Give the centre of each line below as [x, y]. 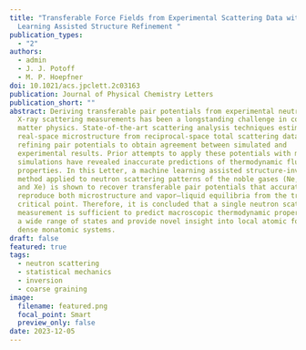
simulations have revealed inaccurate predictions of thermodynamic [150, 162]
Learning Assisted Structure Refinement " [99, 26]
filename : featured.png [62, 306]
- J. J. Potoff [46, 69]
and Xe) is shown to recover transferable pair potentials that [142, 188]
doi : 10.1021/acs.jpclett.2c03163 [75, 86]
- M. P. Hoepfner [51, 77]
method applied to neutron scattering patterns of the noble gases [148, 179]
